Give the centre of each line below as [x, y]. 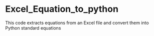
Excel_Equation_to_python [62, 9]
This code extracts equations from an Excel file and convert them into [77, 23]
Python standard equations [33, 28]
